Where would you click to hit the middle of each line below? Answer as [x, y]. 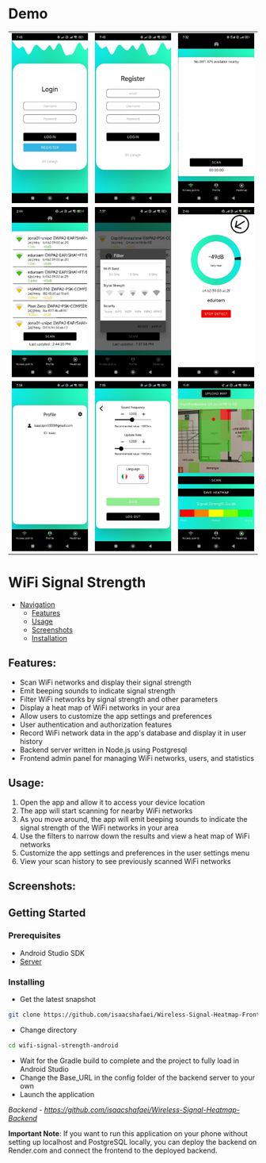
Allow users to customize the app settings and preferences [116, 716]
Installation [49, 639]
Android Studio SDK [52, 953]
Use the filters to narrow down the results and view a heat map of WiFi [135, 836]
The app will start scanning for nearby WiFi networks [106, 811]
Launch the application [57, 1094]
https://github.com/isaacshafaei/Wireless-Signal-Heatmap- [142, 1109]
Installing [27, 982]
